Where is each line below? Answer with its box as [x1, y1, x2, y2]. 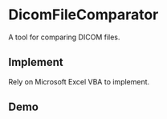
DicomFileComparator [8, 6, 159, 24]
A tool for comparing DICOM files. [8, 32, 120, 42]
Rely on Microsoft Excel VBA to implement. [8, 76, 150, 86]
